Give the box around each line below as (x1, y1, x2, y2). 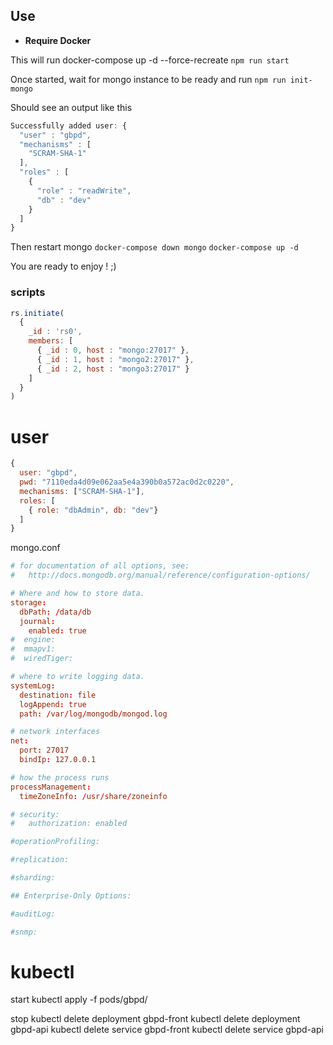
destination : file (19, 690, 97, 700)
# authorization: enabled (10, 819, 128, 829)
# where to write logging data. (10, 672, 145, 682)
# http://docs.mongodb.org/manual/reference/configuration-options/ (10, 570, 311, 581)
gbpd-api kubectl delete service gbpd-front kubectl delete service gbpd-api (10, 1024, 324, 1036)
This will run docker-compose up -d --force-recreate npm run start (10, 54, 290, 66)
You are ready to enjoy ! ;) (10, 260, 117, 273)
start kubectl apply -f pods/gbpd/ (10, 994, 148, 1006)
